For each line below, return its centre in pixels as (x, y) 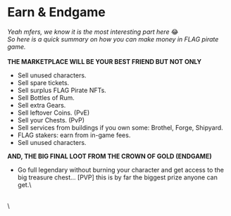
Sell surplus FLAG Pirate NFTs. (62, 90)
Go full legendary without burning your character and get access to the (120, 170)
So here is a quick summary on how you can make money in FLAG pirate (113, 39)
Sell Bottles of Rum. (46, 97)
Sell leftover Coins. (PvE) (54, 113)
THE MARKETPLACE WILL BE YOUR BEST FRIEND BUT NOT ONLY (105, 61)
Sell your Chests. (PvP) (51, 120)
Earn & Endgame (56, 12)
